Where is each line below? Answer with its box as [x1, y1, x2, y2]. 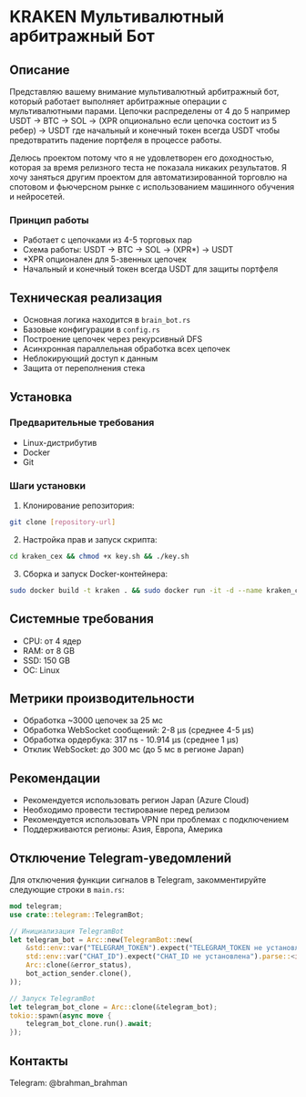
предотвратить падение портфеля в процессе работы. [9, 135, 222, 145]
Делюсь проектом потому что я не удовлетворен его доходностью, [9, 152, 275, 163]
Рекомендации [9, 771, 101, 786]
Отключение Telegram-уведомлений [9, 850, 232, 865]
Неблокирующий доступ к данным [22, 353, 158, 364]
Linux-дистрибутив [22, 437, 97, 448]
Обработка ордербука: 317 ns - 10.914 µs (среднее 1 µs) [22, 734, 240, 745]
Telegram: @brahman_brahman [9, 1078, 127, 1089]
